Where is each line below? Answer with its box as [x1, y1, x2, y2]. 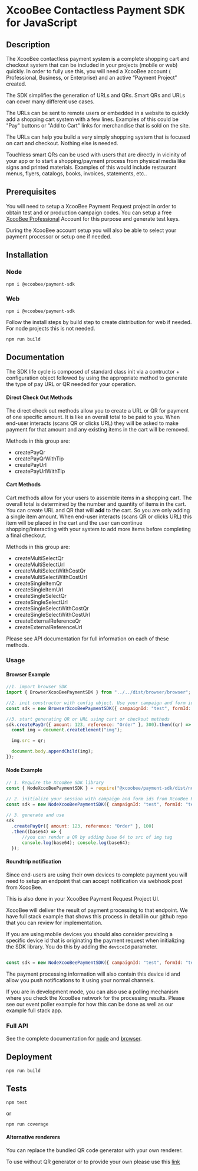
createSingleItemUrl [14, 586, 64, 593]
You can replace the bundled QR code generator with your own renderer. [6, 1146, 183, 1154]
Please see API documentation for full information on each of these [6, 635, 169, 642]
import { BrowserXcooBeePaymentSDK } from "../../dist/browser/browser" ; [6, 689, 192, 695]
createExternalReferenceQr [14, 617, 81, 624]
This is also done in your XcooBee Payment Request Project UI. [6, 895, 160, 902]
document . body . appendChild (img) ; [11, 748, 94, 754]
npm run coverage [6, 1121, 49, 1127]
